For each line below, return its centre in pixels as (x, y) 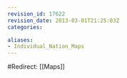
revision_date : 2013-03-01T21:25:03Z (63, 21)
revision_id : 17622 (36, 14)
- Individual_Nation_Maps (46, 47)
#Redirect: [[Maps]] (36, 67)
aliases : (20, 40)
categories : (25, 27)
